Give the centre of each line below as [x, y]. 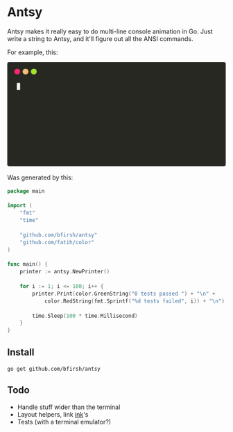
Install [21, 352]
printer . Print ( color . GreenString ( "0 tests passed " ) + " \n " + [124, 294]
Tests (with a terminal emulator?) [64, 422]
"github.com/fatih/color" [57, 242]
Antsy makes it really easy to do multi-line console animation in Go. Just [110, 31]
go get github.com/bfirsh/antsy [54, 369]
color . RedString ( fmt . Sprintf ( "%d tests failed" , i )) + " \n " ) [135, 301]
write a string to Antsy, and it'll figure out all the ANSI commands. [100, 38]
